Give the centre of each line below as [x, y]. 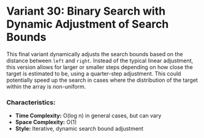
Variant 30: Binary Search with [86, 11]
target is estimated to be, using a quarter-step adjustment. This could [94, 73]
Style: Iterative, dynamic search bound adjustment [79, 129]
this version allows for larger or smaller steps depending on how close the [100, 67]
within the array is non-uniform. [46, 86]
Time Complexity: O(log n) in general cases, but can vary [88, 116]
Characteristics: [31, 102]
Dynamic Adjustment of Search [88, 24]
